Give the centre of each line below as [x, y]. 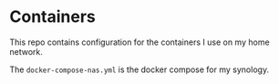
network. [26, 51]
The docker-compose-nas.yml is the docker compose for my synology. [139, 69]
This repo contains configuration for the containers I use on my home [140, 42]
